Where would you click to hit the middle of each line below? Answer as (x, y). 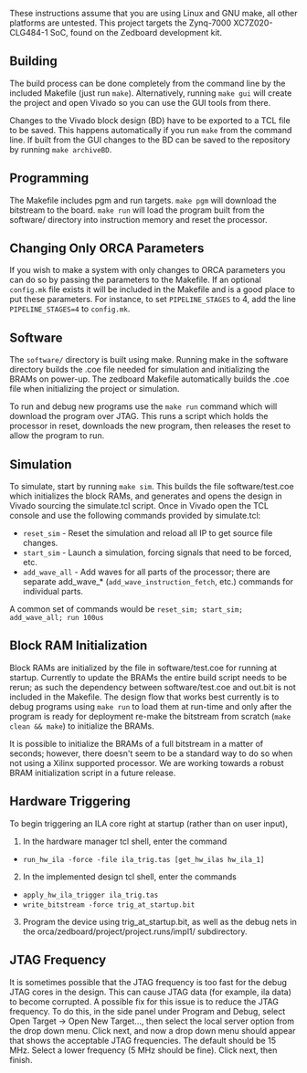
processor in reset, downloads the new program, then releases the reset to (150, 426)
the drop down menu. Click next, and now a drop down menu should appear (153, 1030)
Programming (49, 179)
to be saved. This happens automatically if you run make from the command (151, 130)
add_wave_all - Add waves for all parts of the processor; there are (147, 572)
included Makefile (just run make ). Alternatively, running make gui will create (151, 93)
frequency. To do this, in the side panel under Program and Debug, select (148, 1011)
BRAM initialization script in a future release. (93, 773)
